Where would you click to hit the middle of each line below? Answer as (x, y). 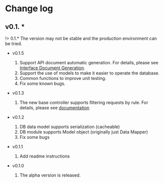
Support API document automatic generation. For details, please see (89, 63)
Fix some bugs (34, 137)
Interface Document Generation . (52, 68)
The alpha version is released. (50, 175)
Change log (29, 9)
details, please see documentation (54, 108)
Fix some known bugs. (42, 83)
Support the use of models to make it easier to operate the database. (89, 73)
